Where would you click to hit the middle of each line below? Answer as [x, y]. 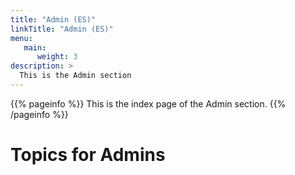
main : [35, 47]
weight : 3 [57, 57]
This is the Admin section [75, 76]
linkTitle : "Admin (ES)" [62, 29]
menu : [21, 38]
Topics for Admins [88, 155]
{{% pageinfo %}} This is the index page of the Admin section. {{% [148, 103]
